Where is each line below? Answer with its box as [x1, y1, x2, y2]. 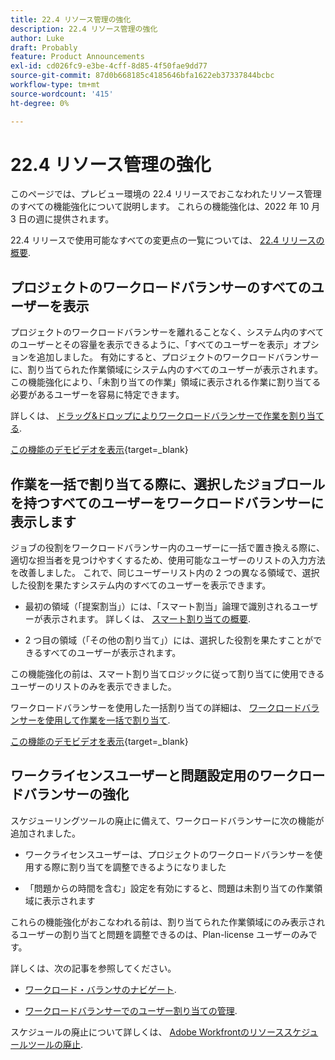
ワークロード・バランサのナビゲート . [24, 983, 177, 995]
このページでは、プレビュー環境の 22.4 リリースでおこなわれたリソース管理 [10, 188, 322, 200]
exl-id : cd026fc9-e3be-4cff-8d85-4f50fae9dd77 [10, 61, 208, 71]
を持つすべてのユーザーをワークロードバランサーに [10, 494, 325, 511]
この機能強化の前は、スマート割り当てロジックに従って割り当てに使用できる [10, 668, 325, 680]
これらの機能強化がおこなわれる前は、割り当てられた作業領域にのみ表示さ [10, 916, 317, 928]
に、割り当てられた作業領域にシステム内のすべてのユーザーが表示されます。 [10, 364, 323, 376]
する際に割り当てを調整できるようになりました [33, 861, 227, 873]
